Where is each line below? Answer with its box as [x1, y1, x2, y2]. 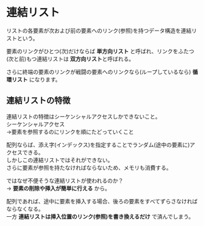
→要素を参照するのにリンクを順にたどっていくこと [6, 128, 134, 135]
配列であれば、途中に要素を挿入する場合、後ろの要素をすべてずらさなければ [6, 197, 198, 205]
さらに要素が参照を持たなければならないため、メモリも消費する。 [6, 164, 172, 171]
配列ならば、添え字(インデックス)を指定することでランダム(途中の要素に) [6, 141, 190, 148]
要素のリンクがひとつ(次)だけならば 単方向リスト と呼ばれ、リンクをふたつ [6, 47, 195, 55]
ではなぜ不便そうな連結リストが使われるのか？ [6, 177, 124, 184]
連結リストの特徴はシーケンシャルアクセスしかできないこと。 [6, 112, 161, 120]
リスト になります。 [11, 76, 61, 83]
